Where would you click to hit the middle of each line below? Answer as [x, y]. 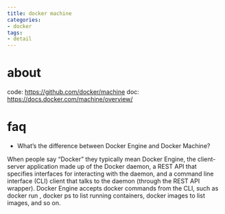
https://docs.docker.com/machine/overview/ [70, 99]
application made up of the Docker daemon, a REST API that [112, 166]
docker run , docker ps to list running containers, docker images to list [106, 195]
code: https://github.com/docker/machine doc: [73, 92]
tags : [15, 33]
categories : [24, 20]
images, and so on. [34, 203]
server [16, 166]
